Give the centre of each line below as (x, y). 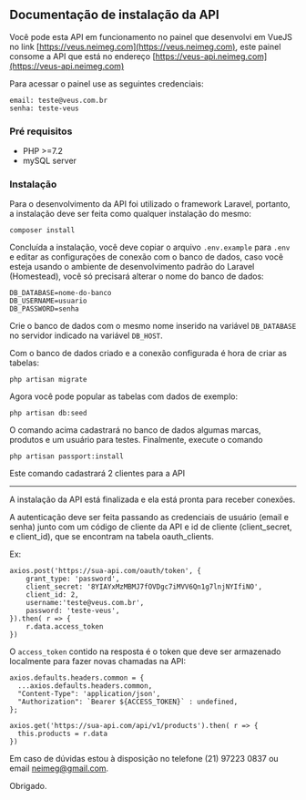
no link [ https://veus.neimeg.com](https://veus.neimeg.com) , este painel (145, 46)
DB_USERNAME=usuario (49, 301)
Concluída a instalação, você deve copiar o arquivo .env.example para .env (150, 247)
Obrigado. (28, 786)
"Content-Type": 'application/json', (89, 694)
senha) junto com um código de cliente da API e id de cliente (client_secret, (151, 527)
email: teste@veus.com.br (58, 100)
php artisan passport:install (67, 456)
